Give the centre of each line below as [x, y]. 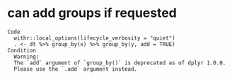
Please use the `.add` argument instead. [76, 69]
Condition [22, 50]
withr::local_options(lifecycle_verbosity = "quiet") [94, 38]
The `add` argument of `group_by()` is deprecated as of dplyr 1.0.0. [120, 63]
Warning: [27, 57]
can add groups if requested [92, 13]
